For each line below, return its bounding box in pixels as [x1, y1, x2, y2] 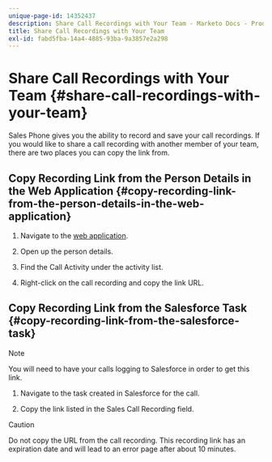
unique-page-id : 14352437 [8, 11, 96, 20]
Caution [8, 419, 35, 430]
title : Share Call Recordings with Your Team [8, 27, 164, 35]
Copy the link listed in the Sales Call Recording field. [19, 404, 194, 413]
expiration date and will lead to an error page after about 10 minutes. [8, 443, 236, 454]
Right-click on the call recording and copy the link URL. [19, 278, 205, 288]
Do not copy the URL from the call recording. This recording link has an [8, 435, 245, 445]
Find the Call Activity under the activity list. [19, 263, 164, 272]
